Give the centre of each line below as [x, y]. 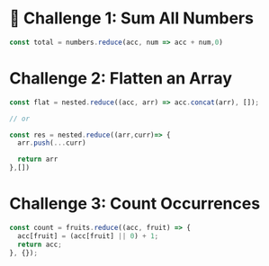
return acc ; [40, 244]
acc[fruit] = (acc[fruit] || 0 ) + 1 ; [88, 236]
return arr [38, 160]
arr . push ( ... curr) [52, 143]
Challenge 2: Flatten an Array [121, 78]
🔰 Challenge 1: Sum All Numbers [132, 18]
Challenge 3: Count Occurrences [135, 204]
